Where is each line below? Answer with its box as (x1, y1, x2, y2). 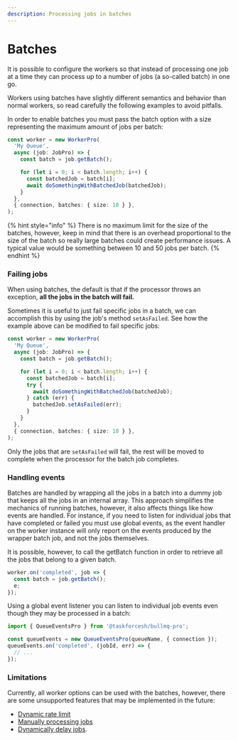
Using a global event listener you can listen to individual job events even (7, 601, 218, 610)
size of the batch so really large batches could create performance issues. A (7, 236, 231, 245)
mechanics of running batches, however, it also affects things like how (7, 503, 213, 512)
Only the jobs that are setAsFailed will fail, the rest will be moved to (7, 447, 205, 456)
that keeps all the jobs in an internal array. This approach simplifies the (7, 495, 215, 505)
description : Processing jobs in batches (7, 10, 132, 18)
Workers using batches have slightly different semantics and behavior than (7, 93, 227, 102)
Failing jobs (7, 269, 48, 279)
